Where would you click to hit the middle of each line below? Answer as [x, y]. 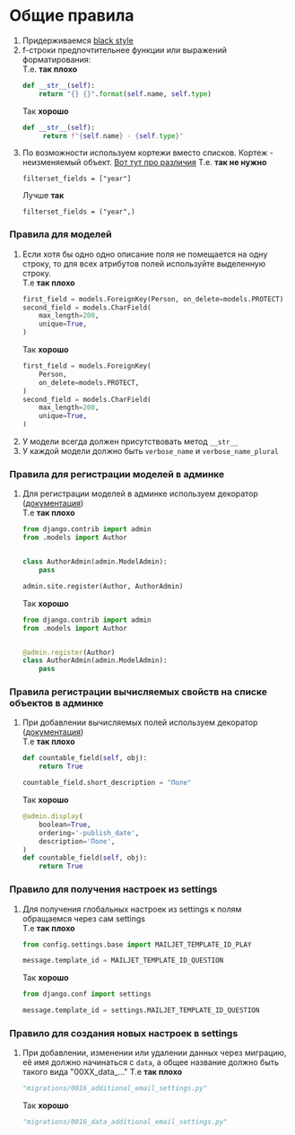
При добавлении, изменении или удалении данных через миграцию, [154, 1053]
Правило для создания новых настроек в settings [124, 1033]
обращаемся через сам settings [84, 918]
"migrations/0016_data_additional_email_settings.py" [125, 1122]
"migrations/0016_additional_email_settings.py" [115, 1088]
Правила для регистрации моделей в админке [117, 475]
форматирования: [56, 59]
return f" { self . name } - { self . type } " [113, 135]
